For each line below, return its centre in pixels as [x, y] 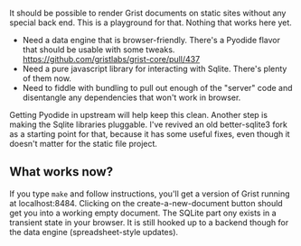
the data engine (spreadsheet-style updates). [94, 232]
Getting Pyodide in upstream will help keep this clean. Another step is [139, 115]
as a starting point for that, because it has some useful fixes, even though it [150, 134]
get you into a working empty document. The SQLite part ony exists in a [143, 213]
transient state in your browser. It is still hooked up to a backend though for [149, 222]
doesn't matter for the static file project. [84, 144]
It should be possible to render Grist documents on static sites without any [148, 13]
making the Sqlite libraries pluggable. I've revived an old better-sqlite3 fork [148, 124]
